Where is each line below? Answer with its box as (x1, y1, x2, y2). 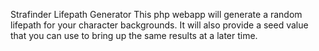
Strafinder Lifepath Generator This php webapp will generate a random (10, 9, 303, 20)
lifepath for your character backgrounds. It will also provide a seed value (10, 19, 309, 31)
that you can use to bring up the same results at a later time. (10, 30, 258, 41)
